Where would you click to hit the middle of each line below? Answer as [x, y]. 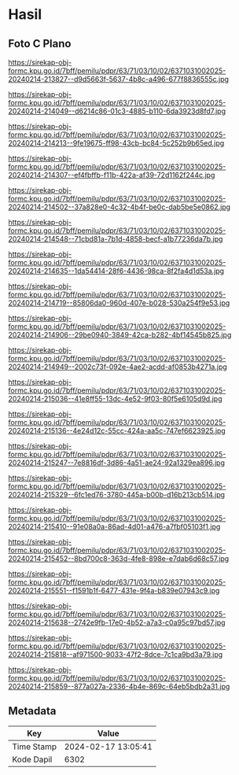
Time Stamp [35, 747]
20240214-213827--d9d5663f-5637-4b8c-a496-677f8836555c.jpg [119, 79]
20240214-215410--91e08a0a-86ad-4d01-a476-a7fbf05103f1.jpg [114, 526]
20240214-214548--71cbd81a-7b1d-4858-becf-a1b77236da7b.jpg [116, 239]
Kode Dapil [32, 759]
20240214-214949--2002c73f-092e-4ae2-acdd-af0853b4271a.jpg [118, 367]
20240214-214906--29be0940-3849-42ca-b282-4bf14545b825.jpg [120, 335]
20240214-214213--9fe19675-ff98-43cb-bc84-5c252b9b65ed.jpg [116, 143]
